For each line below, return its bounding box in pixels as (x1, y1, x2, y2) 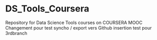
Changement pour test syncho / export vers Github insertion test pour (5, 24, 152, 30)
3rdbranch (5, 30, 28, 36)
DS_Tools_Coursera (5, 3, 89, 14)
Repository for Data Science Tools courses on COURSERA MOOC (5, 19, 143, 25)
